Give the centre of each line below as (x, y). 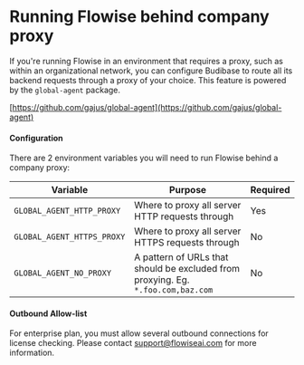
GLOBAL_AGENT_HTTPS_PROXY (70, 237)
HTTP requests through (184, 216)
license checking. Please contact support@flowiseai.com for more (133, 343)
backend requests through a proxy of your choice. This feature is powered (148, 80)
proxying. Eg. (162, 280)
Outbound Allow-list (48, 313)
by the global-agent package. (65, 90)
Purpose (187, 190)
